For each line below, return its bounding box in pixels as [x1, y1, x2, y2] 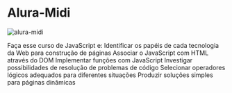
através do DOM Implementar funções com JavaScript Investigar [7, 56, 193, 64]
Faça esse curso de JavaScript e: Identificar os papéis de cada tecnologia [7, 41, 219, 49]
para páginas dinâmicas [7, 78, 76, 86]
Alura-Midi [7, 5, 71, 21]
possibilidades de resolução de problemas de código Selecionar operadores [7, 63, 226, 71]
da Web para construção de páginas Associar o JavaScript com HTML [7, 49, 209, 57]
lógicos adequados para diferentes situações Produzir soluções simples [7, 71, 213, 79]
